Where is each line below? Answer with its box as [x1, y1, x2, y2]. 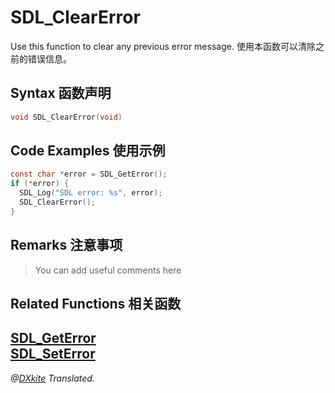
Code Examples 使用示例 [10, 142, 166, 160]
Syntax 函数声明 [10, 85, 112, 102]
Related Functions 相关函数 [10, 296, 182, 313]
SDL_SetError [10, 346, 96, 363]
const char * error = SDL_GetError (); [10, 169, 168, 180]
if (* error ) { [10, 179, 70, 189]
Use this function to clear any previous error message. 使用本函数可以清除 [10, 40, 316, 52]
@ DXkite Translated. [10, 372, 95, 384]
